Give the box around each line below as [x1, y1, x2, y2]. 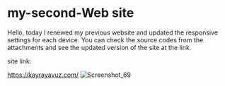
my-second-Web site [7, 5, 134, 21]
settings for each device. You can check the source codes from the [7, 35, 204, 44]
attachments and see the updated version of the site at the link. [7, 43, 192, 51]
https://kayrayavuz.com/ [7, 70, 79, 79]
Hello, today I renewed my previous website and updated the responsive [7, 28, 218, 37]
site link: [7, 56, 32, 65]
